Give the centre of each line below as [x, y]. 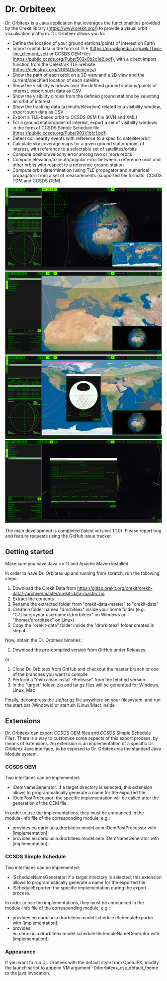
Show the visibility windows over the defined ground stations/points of [84, 85]
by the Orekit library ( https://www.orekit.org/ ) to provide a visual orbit [76, 28]
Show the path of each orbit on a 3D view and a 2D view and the [79, 75]
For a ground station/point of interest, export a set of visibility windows [85, 122]
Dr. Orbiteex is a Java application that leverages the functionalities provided [83, 23]
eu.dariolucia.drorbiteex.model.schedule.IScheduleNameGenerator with [86, 933]
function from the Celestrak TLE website [54, 64]
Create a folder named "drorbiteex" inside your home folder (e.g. [79, 609]
